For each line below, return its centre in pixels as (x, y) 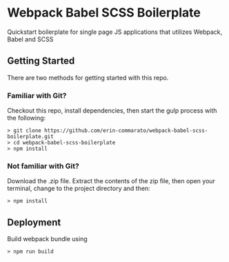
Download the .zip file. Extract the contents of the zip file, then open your (111, 181)
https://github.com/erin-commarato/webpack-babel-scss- (126, 131)
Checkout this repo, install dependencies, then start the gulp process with (112, 111)
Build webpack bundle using (47, 239)
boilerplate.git (30, 137)
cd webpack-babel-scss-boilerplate (64, 143)
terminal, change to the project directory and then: (79, 189)
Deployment (34, 222)
